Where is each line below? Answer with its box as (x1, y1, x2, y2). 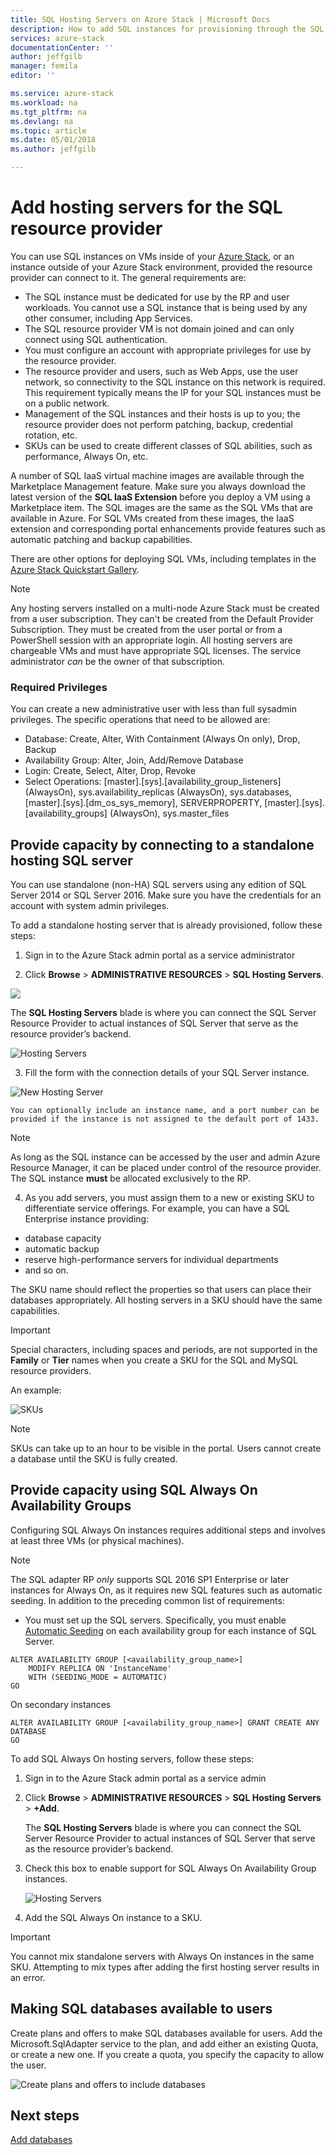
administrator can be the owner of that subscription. (10, 655, 226, 667)
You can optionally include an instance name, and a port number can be (10, 1106, 320, 1116)
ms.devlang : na (10, 116, 74, 126)
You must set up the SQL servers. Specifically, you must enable (24, 1614, 287, 1626)
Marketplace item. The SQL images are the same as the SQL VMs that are (10, 501, 313, 513)
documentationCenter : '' (10, 42, 114, 53)
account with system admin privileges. (10, 900, 170, 912)
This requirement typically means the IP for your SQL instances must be (24, 386, 322, 398)
